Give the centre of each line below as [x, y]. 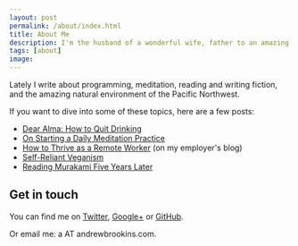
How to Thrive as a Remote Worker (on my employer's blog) [132, 148]
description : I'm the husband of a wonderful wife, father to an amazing [149, 42]
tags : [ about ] [36, 51]
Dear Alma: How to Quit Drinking [82, 129]
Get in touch [44, 195]
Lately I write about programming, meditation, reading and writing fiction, [144, 85]
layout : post [33, 17]
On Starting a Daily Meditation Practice [93, 138]
